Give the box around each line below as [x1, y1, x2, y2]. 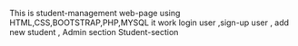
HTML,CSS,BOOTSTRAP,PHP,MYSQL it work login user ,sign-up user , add [9, 17, 289, 28]
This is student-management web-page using [9, 8, 181, 18]
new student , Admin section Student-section [9, 27, 179, 37]
